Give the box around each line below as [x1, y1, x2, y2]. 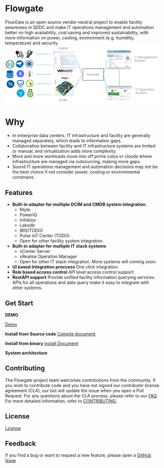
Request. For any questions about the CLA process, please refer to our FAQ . [5, 393, 158, 398]
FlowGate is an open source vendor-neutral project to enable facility [5, 19, 143, 25]
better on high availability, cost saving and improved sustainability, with [5, 29, 149, 35]
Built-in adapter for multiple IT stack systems [12, 243, 107, 249]
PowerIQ [19, 212, 37, 218]
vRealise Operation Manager [19, 253, 77, 260]
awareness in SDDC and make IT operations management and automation [5, 24, 154, 30]
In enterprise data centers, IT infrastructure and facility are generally [12, 133, 151, 139]
